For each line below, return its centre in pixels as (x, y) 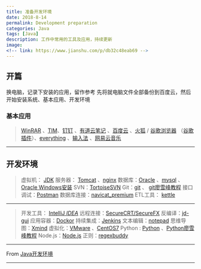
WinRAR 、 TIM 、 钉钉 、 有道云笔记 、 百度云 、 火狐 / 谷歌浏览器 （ (102, 130)
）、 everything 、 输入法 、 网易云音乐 (76, 137)
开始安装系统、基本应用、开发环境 (48, 99)
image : (14, 45)
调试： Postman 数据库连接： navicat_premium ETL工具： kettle (98, 194)
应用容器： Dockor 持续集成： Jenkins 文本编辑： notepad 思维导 (108, 220)
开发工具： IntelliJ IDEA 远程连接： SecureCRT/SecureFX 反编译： (101, 213)
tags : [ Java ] (22, 34)
